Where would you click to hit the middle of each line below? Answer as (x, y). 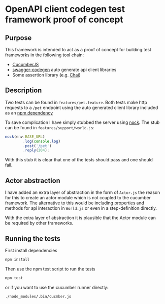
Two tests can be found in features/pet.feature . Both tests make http (76, 102)
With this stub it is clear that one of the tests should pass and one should (79, 160)
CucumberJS (26, 64)
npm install (17, 259)
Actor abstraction (33, 180)
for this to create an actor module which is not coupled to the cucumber (78, 198)
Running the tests (33, 239)
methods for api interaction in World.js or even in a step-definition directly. (81, 208)
